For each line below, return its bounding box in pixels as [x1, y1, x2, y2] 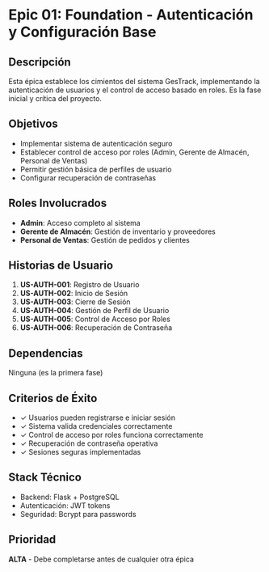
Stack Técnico [8, 471, 82, 485]
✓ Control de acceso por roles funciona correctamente [19, 430, 204, 440]
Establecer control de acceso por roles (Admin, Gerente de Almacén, [19, 147, 250, 157]
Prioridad [8, 532, 57, 547]
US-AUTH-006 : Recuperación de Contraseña [19, 323, 173, 333]
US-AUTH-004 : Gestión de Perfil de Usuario [19, 306, 170, 316]
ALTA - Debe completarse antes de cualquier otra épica [8, 554, 195, 564]
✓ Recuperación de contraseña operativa [19, 439, 158, 448]
